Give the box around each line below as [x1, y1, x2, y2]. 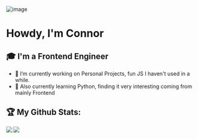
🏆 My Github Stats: [6, 107, 81, 117]
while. [14, 77, 30, 83]
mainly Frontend [14, 89, 55, 96]
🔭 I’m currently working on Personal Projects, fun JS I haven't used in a [14, 70, 190, 77]
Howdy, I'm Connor [6, 27, 104, 40]
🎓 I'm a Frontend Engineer [6, 51, 109, 61]
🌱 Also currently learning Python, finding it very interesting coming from [14, 83, 193, 90]
